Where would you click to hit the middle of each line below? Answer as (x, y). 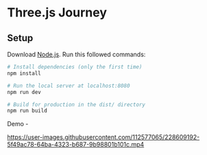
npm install (24, 73)
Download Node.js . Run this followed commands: (76, 54)
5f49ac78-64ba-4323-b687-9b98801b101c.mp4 (76, 145)
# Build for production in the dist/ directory (76, 104)
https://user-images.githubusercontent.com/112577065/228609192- (103, 137)
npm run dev (24, 92)
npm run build (27, 111)
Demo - (18, 124)
